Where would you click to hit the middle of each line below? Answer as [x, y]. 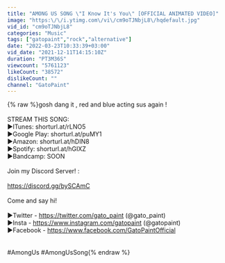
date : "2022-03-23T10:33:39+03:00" [59, 46]
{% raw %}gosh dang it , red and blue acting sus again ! [87, 104]
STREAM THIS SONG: [38, 120]
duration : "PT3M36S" [37, 59]
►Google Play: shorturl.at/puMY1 [55, 134]
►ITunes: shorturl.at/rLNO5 [47, 127]
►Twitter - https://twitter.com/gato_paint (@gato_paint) [86, 216]
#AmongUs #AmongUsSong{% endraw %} [69, 253]
